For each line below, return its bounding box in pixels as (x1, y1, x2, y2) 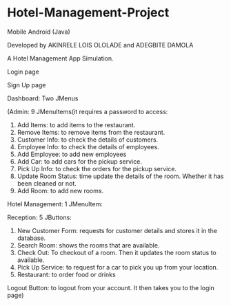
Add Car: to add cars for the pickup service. (17, 157, 143, 166)
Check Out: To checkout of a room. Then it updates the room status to (17, 248, 217, 256)
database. (17, 234, 46, 242)
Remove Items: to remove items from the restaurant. (17, 128, 165, 136)
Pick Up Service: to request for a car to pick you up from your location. (17, 263, 219, 271)
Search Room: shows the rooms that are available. (17, 241, 160, 249)
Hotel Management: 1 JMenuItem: (7, 199, 103, 208)
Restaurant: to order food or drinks (17, 270, 116, 278)
